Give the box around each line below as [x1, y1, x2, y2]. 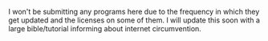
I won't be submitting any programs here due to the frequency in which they [8, 7, 260, 16]
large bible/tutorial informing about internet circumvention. [8, 24, 202, 33]
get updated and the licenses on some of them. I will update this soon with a [8, 15, 261, 25]
